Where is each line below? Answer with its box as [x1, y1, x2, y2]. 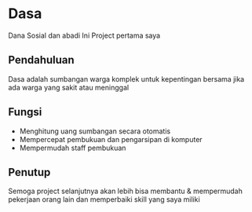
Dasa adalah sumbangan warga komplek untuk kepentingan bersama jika [8, 74, 245, 83]
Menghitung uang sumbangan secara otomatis [19, 126, 171, 136]
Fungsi [8, 105, 42, 119]
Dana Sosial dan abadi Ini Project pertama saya [8, 31, 161, 40]
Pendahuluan [8, 53, 75, 67]
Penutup [8, 166, 51, 179]
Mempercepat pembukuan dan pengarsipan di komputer [19, 134, 203, 144]
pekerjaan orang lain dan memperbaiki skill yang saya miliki [8, 195, 200, 204]
